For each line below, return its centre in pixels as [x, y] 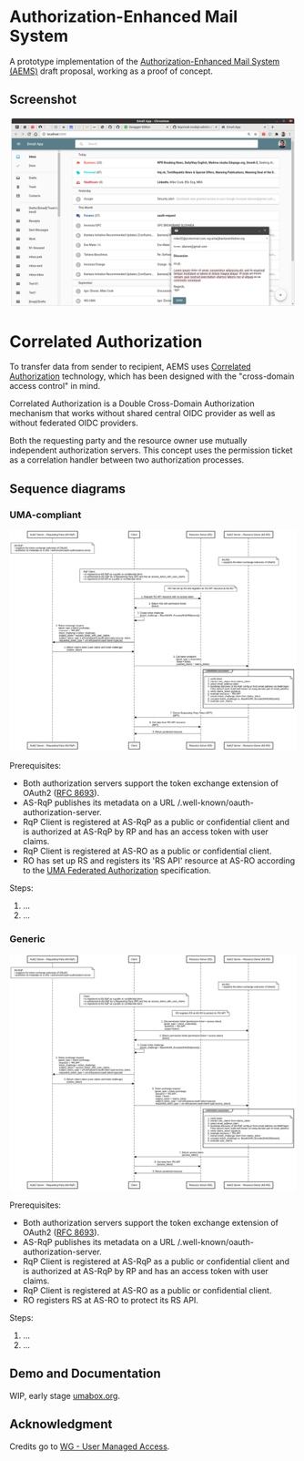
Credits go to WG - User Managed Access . [90, 1446]
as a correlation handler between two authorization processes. [127, 460]
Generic [27, 939]
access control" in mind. [55, 386]
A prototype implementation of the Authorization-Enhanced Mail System [145, 61]
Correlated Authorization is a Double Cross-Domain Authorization [132, 404]
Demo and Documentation [85, 1374]
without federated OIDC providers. [74, 423]
